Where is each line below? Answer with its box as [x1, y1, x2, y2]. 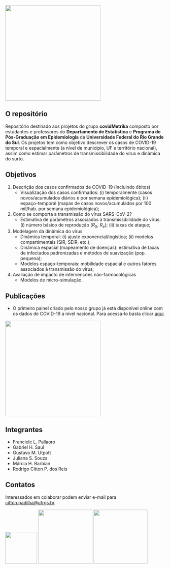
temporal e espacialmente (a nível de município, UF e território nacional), [5, 145, 157, 151]
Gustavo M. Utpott [12, 450, 51, 456]
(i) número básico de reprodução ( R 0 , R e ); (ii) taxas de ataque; [20, 221, 151, 229]
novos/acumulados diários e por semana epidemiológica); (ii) [20, 194, 148, 201]
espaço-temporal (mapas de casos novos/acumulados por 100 [20, 200, 152, 206]
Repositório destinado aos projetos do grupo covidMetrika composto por [5, 123, 159, 129]
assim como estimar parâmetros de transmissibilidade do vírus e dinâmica [5, 150, 161, 156]
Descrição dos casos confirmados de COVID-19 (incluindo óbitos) [12, 184, 151, 190]
